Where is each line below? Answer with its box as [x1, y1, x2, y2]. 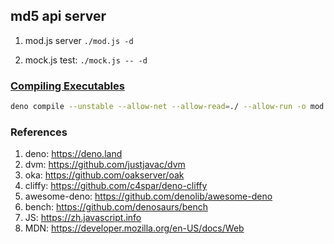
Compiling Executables [10, 79, 125, 93]
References [10, 125, 68, 139]
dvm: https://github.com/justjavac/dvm [24, 159, 186, 171]
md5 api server [10, 8, 107, 25]
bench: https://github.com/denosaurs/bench [24, 201, 208, 213]
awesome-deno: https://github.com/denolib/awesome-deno [24, 190, 273, 203]
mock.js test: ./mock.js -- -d [24, 54, 148, 66]
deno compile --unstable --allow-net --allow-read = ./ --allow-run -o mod [10, 102, 325, 112]
